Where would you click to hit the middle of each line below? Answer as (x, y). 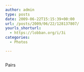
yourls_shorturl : (23, 28)
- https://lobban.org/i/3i (38, 33)
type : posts (17, 14)
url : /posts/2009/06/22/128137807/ (42, 24)
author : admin (20, 10)
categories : (17, 38)
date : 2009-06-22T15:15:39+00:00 (40, 19)
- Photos (19, 42)
